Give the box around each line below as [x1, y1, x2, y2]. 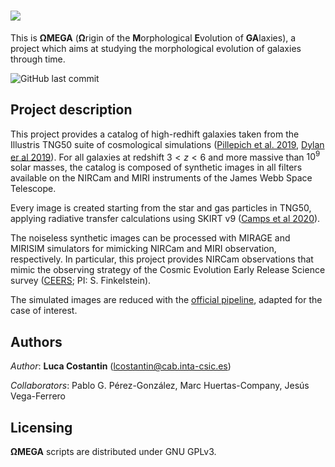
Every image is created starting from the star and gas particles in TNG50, [10, 202, 312, 214]
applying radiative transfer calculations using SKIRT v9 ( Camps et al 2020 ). [10, 213, 321, 225]
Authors [10, 333, 63, 350]
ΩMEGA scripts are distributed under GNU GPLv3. [10, 446, 217, 458]
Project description [10, 101, 133, 119]
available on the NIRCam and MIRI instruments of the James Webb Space [10, 172, 313, 184]
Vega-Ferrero [10, 390, 66, 402]
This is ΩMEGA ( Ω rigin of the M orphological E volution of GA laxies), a [10, 31, 297, 44]
